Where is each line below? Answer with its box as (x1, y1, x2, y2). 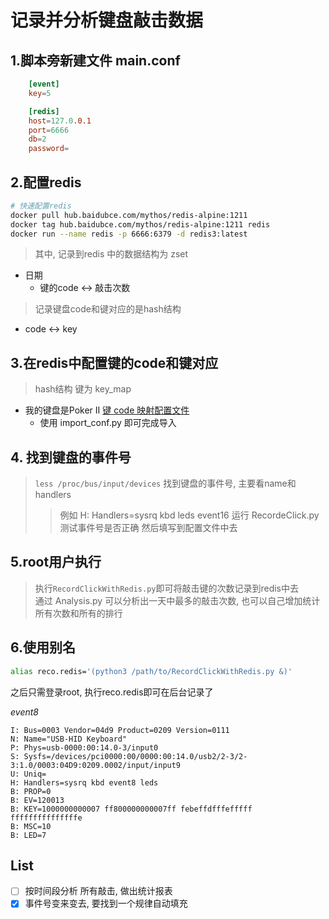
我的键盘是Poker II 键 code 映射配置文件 (24, 404, 190, 416)
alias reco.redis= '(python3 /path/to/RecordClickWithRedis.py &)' (10, 666, 293, 676)
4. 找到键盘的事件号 (10, 449, 132, 466)
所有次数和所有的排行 (34, 607, 123, 619)
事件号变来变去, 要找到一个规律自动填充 (24, 897, 188, 910)
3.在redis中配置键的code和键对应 (10, 354, 219, 371)
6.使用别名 (10, 639, 77, 656)
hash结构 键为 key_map (34, 383, 132, 395)
